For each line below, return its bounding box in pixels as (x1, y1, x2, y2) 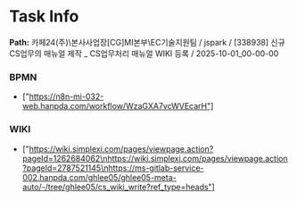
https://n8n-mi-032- (29, 91, 104, 102)
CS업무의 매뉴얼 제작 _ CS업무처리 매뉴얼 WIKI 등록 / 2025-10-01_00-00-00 (9, 47, 279, 59)
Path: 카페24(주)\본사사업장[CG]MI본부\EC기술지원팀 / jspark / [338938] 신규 (9, 37, 285, 47)
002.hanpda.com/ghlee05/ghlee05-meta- (21, 172, 177, 182)
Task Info (9, 6, 79, 27)
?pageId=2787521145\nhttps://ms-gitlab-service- (21, 163, 204, 173)
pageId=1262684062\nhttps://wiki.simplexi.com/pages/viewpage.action (21, 153, 288, 163)
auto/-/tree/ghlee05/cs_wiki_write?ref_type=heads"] (21, 181, 216, 192)
